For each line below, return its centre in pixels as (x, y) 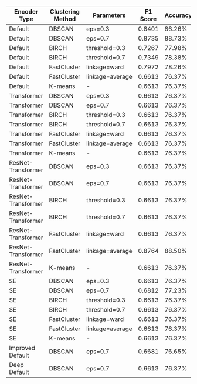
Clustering (65, 11)
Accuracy (178, 15)
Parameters (109, 15)
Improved (22, 348)
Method (65, 19)
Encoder (26, 11)
